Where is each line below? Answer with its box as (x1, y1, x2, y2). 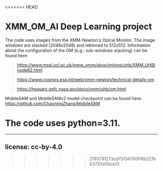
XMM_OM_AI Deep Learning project (5, 21, 152, 32)
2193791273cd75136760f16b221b (89, 155, 156, 162)
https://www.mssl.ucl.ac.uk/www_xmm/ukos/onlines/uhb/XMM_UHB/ (16, 62, 156, 68)
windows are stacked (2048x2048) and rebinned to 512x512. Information (5, 42, 151, 48)
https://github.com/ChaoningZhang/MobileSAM (5, 101, 100, 106)
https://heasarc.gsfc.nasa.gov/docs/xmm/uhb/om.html (16, 86, 127, 92)
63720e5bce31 (89, 161, 120, 167)
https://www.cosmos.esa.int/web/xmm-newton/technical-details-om (16, 76, 154, 82)
